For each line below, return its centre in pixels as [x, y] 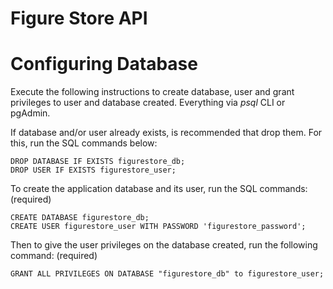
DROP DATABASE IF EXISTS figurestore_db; [98, 162]
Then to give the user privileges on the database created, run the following [164, 245]
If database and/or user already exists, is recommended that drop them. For [166, 133]
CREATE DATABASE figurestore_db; [80, 218]
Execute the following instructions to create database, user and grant [152, 92]
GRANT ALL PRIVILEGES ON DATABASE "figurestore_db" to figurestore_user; [167, 274]
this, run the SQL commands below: [84, 143]
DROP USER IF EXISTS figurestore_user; [93, 170]
